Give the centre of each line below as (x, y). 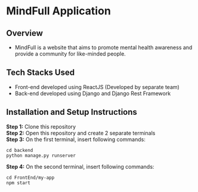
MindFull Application (59, 11)
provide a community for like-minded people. (70, 54)
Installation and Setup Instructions (72, 112)
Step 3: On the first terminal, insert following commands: (76, 139)
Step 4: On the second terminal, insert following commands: (80, 166)
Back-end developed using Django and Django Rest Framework (93, 93)
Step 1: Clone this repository (41, 126)
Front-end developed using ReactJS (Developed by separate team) (97, 87)
